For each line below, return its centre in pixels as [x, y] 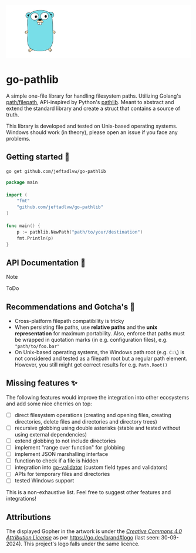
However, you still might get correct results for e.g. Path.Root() [91, 365]
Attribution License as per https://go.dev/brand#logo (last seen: [83, 538]
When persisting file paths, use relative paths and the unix [86, 327]
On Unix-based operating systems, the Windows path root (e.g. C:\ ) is [99, 352]
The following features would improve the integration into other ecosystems [98, 397]
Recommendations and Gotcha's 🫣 [70, 307]
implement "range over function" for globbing [70, 447]
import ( [17, 195]
